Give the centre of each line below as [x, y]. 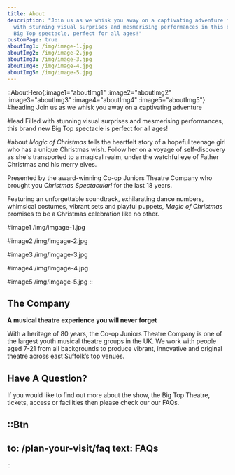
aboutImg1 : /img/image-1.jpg [50, 46]
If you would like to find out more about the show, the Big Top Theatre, [109, 395]
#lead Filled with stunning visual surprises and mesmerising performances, [115, 121]
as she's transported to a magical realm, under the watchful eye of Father [113, 157]
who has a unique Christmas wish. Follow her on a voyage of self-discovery [116, 149]
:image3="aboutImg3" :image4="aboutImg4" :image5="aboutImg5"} [106, 99]
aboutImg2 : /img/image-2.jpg [50, 53]
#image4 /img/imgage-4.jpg [48, 268]
